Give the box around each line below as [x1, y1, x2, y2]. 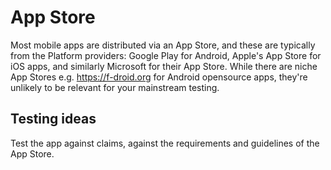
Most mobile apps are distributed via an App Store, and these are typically [10, 39, 316, 51]
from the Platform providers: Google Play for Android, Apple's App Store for [10, 49, 322, 61]
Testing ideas [10, 111, 97, 128]
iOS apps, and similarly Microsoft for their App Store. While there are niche [10, 60, 318, 72]
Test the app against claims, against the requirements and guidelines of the [10, 137, 320, 149]
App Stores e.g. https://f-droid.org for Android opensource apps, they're [10, 71, 308, 83]
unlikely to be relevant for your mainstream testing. [10, 81, 220, 93]
